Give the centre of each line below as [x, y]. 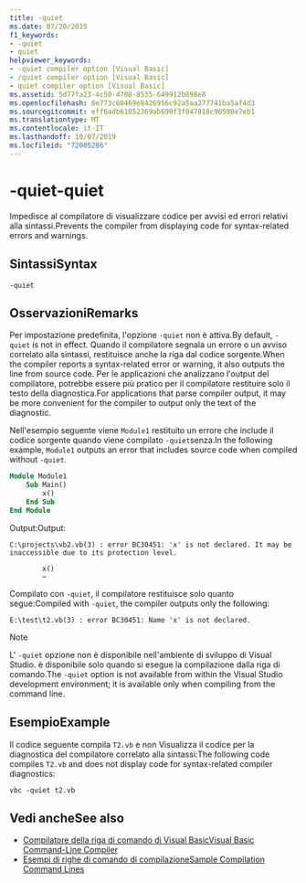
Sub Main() [47, 485]
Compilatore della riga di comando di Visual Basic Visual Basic [138, 840]
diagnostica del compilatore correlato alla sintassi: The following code [140, 754]
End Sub [40, 502]
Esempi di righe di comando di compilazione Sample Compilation [143, 859]
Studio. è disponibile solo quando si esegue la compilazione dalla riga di [145, 665]
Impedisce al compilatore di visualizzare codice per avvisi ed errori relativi [149, 216]
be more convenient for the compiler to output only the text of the [133, 403]
